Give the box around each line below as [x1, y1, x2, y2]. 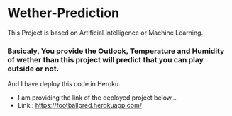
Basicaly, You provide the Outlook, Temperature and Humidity [7, 46, 225, 56]
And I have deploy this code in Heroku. [7, 80, 121, 88]
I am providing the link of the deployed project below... [17, 93, 177, 102]
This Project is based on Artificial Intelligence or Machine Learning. [7, 28, 204, 37]
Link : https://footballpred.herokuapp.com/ [17, 101, 142, 110]
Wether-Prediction [7, 5, 119, 21]
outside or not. [7, 64, 59, 74]
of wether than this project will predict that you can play [7, 54, 204, 64]
